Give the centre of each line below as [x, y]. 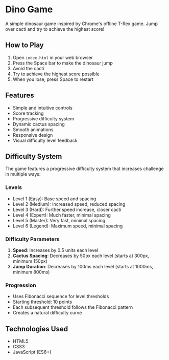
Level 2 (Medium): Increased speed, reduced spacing [69, 204]
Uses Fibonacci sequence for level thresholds [61, 297]
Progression [21, 285]
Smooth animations [33, 130]
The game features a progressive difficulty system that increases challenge [85, 169]
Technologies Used [37, 329]
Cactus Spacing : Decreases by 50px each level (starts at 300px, [81, 256]
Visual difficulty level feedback [45, 140]
